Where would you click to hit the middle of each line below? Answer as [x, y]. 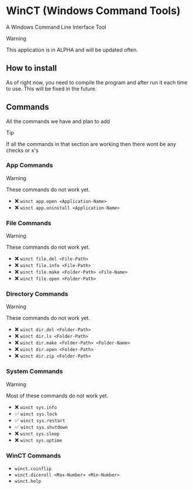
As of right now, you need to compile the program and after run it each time [97, 82]
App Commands [30, 165]
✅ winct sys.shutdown [41, 427]
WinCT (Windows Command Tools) [93, 11]
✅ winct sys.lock [36, 413]
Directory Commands [37, 294]
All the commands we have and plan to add [58, 121]
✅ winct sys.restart [40, 420]
